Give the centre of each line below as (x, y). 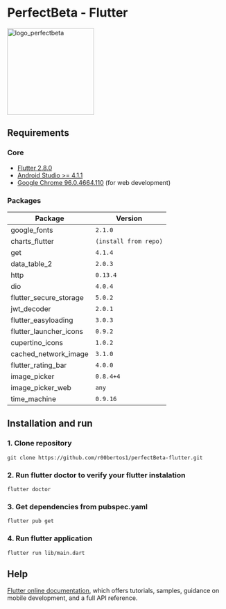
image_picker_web (41, 387)
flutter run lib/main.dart (46, 553)
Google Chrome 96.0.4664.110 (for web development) (94, 182)
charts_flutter (32, 241)
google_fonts (32, 230)
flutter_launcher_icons (47, 331)
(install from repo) (129, 241)
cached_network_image (50, 353)
